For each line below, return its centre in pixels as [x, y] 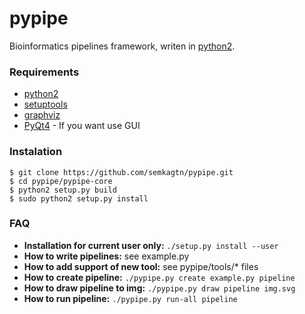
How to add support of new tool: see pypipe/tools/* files [141, 266]
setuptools [45, 104]
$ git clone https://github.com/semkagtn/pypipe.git [121, 172]
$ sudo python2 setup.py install [79, 198]
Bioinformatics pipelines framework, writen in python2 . [122, 46]
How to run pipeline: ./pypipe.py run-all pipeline [130, 298]
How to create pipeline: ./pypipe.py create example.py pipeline [159, 277]
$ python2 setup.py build [63, 190]
